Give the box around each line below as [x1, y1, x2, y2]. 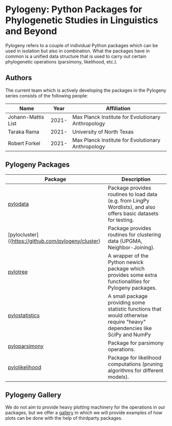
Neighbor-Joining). [107, 244, 155, 251]
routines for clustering [107, 231, 161, 238]
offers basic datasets [107, 210, 159, 217]
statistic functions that [107, 305, 162, 312]
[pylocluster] [8, 231, 39, 238]
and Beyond [5, 26, 57, 37]
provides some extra [107, 271, 158, 278]
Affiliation [105, 105, 131, 112]
